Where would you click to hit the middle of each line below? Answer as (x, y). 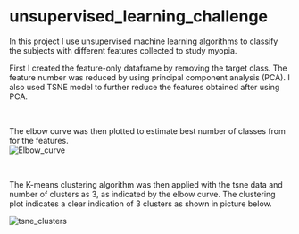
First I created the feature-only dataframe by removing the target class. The (148, 68)
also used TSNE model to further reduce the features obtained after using (145, 87)
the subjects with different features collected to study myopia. (123, 50)
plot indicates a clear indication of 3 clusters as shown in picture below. (141, 204)
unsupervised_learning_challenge (139, 17)
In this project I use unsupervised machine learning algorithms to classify (144, 41)
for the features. (39, 140)
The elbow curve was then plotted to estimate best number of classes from (147, 130)
